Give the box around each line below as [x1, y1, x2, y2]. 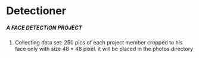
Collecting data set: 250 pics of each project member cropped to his [14, 39, 183, 46]
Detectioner [6, 4, 67, 18]
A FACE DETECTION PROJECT [6, 24, 82, 31]
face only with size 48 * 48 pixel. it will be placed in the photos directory [14, 46, 194, 53]
